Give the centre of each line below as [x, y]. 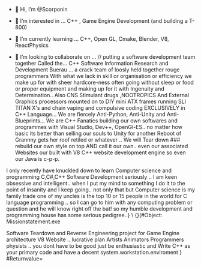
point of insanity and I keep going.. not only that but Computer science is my [100, 190]
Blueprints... [30, 121]
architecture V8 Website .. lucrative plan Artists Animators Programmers [95, 239]
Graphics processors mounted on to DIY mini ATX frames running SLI [100, 101]
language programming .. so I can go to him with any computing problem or [100, 202]
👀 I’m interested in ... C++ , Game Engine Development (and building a [101, 21]
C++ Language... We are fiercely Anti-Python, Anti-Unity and [90, 114]
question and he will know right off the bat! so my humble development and [100, 209]
